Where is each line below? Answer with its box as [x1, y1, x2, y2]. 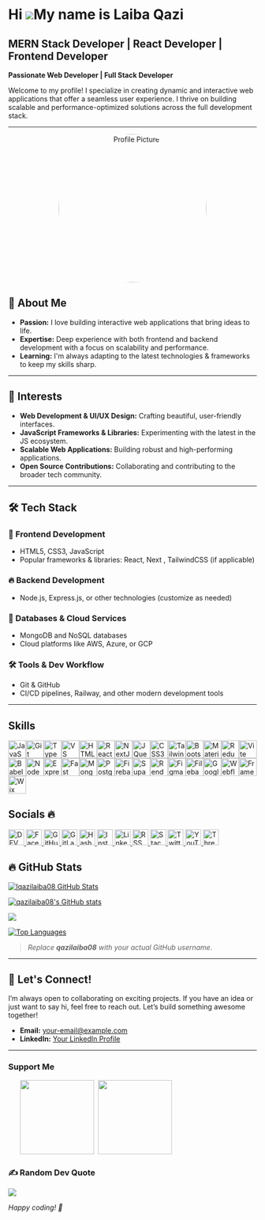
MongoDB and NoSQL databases [19, 631, 128, 640]
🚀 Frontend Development [8, 529, 106, 540]
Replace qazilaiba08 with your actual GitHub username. [27, 942, 213, 952]
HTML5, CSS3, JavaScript [19, 547, 105, 556]
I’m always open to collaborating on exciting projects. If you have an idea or [8, 994, 254, 1003]
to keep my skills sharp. [19, 359, 97, 369]
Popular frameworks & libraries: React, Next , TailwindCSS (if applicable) [19, 555, 255, 565]
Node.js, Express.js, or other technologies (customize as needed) [19, 593, 233, 602]
